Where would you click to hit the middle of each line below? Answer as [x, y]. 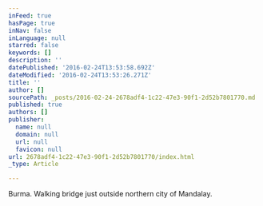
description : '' [35, 61]
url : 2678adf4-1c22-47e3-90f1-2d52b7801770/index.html [102, 156]
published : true [35, 105]
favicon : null [39, 149]
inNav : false [30, 30]
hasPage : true [32, 23]
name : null [34, 127]
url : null [32, 142]
